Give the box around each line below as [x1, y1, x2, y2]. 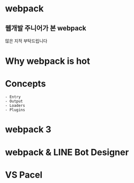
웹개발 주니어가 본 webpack [5, 24, 86, 32]
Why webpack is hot [5, 55, 90, 67]
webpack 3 [5, 124, 52, 135]
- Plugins [5, 107, 26, 113]
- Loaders [5, 103, 26, 108]
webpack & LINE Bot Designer [5, 146, 129, 158]
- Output [5, 99, 23, 104]
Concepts [5, 78, 46, 90]
